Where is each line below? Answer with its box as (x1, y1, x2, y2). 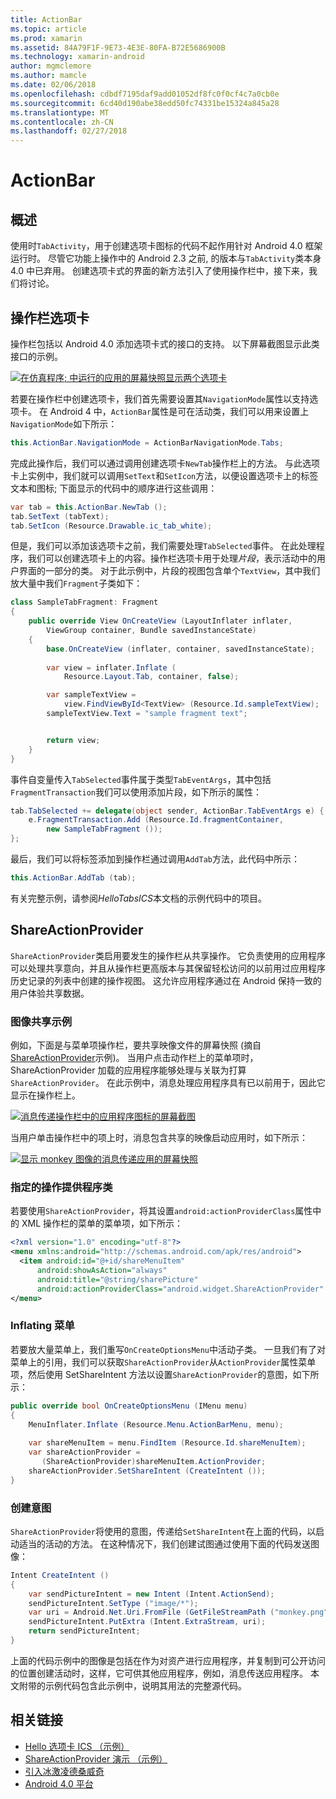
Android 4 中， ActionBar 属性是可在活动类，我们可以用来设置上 (49, 405, 310, 417)
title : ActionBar (10, 14, 83, 25)
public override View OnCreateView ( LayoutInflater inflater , (28, 616, 293, 626)
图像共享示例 (10, 1014, 73, 1028)
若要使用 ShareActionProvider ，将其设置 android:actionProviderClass (10, 1205, 296, 1217)
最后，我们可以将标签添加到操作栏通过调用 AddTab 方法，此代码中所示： (10, 853, 300, 865)
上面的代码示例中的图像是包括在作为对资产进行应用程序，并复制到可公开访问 (10, 1654, 326, 1666)
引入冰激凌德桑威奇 (24, 1765, 105, 1777)
